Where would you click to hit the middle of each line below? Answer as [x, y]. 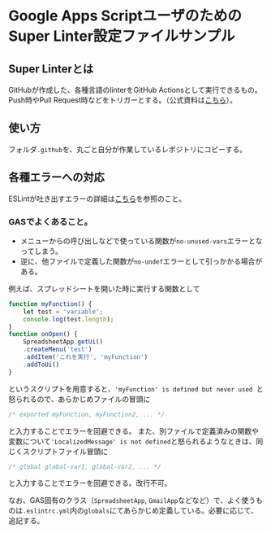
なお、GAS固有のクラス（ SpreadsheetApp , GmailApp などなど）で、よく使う [132, 500]
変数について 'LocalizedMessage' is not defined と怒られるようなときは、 [132, 441]
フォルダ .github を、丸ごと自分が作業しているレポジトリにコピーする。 [128, 149]
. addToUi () [41, 365]
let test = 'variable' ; [63, 312]
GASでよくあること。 [51, 221]
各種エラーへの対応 [56, 178]
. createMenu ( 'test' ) [58, 350]
